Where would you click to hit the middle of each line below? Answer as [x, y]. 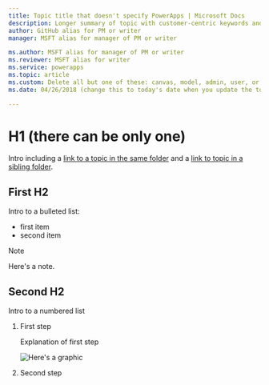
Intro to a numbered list [47, 311]
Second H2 [36, 292]
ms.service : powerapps [46, 68]
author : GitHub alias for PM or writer [75, 30]
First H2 [28, 192]
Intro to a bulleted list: [44, 211]
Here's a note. [32, 267]
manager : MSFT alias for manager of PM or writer [93, 38]
